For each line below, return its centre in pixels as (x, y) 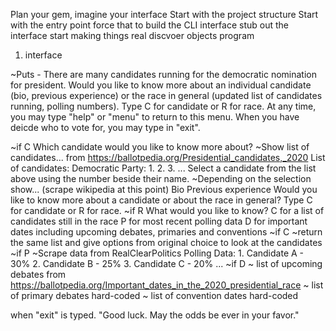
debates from (38, 274)
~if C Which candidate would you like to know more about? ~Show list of (160, 147)
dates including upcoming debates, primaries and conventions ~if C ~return (166, 232)
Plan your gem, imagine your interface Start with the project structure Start (164, 14)
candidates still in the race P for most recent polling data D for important (159, 221)
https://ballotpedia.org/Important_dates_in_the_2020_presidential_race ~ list (167, 285)
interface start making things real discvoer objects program (132, 35)
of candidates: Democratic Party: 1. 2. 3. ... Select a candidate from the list (163, 168)
